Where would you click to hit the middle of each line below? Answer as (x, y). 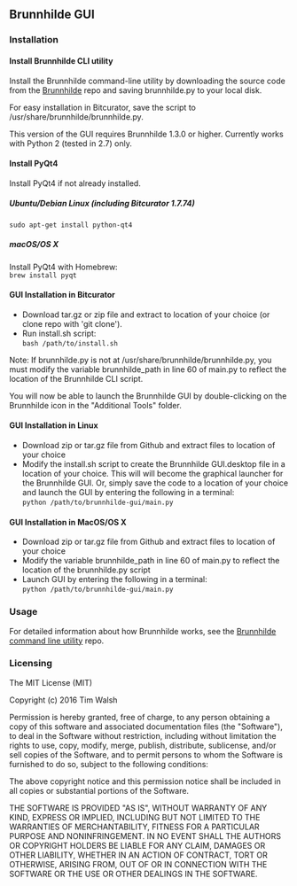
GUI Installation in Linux (54, 425)
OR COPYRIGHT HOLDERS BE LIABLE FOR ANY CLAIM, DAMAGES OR (137, 845)
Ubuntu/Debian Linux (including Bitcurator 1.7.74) (102, 204)
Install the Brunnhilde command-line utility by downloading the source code (147, 81)
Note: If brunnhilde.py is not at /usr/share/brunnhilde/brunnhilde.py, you (141, 360)
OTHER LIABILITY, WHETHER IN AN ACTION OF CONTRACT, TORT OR (138, 855)
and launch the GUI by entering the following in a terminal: (128, 493)
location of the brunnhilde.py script (86, 570)
